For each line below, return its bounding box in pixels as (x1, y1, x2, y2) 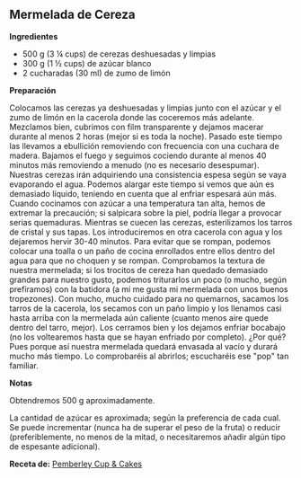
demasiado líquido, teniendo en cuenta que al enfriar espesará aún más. (9, 188, 277, 199)
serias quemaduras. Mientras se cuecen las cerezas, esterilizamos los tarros (9, 217, 293, 227)
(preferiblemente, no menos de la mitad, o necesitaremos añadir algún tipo (9, 431, 286, 442)
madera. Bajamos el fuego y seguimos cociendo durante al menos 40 (9, 150, 267, 161)
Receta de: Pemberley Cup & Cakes (9, 458, 142, 469)
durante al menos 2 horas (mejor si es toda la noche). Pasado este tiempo (9, 130, 283, 142)
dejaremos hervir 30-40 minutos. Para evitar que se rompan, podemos (9, 235, 271, 246)
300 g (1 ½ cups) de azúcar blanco (22, 58, 152, 68)
